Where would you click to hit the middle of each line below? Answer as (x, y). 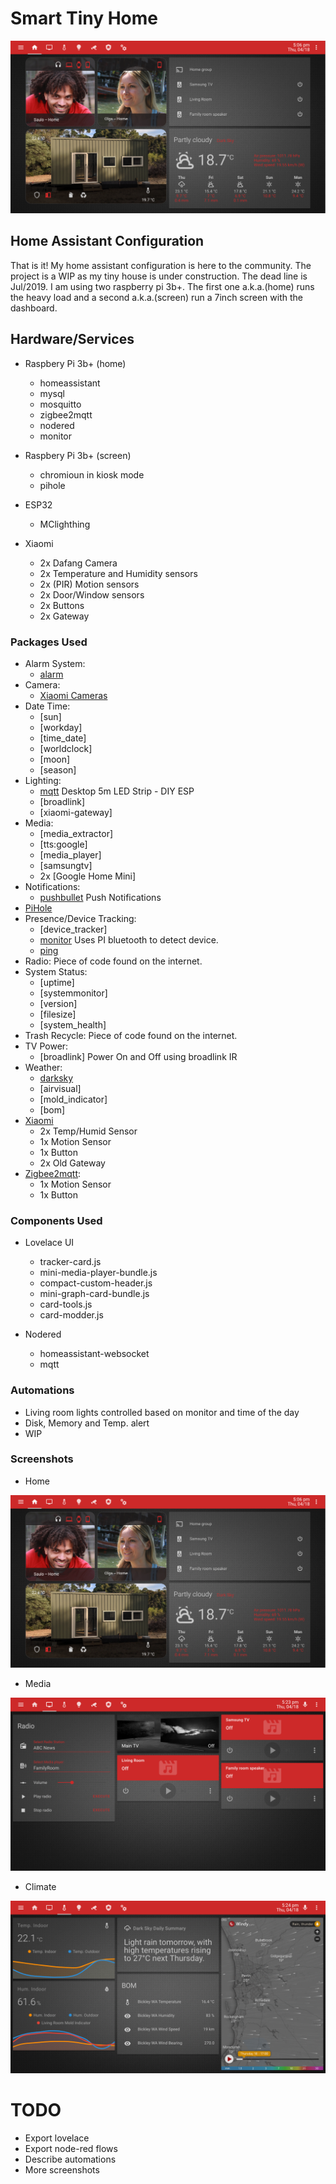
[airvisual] (60, 1088)
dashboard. (34, 308)
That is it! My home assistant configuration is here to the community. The (161, 265)
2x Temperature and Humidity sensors (118, 573)
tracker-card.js (70, 1262)
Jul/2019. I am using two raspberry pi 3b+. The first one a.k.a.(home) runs (162, 286)
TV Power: (46, 1046)
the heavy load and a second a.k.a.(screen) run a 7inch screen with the (156, 297)
